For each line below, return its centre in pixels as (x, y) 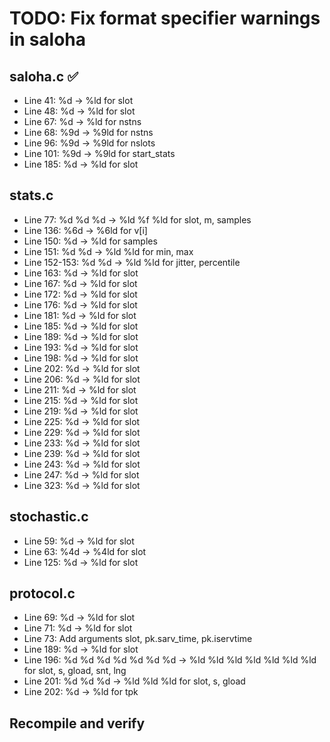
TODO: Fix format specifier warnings (165, 18)
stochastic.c (49, 517)
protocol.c (42, 593)
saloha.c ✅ (44, 76)
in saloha (48, 39)
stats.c (31, 195)
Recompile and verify (77, 723)
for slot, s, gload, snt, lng (75, 671)
